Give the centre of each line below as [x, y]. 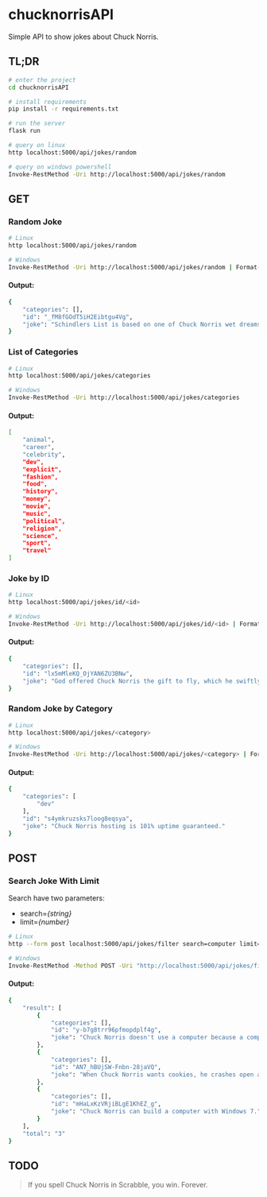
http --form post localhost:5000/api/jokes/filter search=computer [122, 944]
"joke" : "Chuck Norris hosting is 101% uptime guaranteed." [124, 826]
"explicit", [42, 469]
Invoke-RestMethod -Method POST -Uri [71, 966]
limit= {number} [44, 922]
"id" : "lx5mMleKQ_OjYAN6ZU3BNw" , [78, 673]
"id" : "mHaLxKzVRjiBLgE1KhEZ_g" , [106, 1104]
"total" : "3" [44, 1133]
